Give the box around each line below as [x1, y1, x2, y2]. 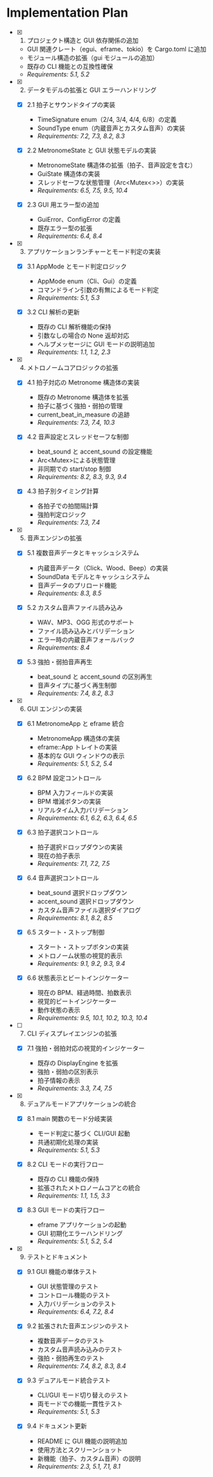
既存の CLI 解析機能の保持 [37, 323, 112, 331]
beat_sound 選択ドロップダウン [37, 888, 128, 896]
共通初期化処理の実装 [37, 1138, 99, 1147]
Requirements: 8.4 [37, 643, 90, 652]
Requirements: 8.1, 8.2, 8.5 [37, 913, 113, 922]
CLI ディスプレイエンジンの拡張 [26, 1029, 117, 1038]
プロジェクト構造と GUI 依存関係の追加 [26, 36, 139, 45]
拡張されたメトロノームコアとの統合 [37, 1184, 141, 1192]
